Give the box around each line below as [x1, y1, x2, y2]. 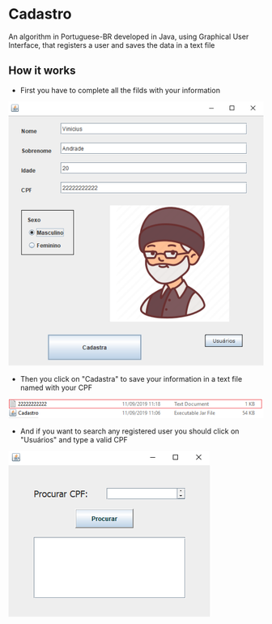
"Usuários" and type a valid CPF [19, 435, 128, 445]
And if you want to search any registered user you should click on [19, 426, 240, 436]
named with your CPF [19, 383, 93, 392]
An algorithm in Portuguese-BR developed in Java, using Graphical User [8, 32, 249, 41]
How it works [8, 64, 76, 78]
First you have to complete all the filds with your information [19, 85, 221, 95]
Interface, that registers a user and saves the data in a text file [8, 40, 215, 49]
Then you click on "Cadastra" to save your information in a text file [19, 374, 243, 383]
